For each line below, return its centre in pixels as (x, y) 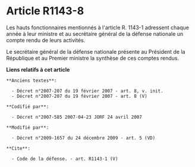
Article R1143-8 (45, 11)
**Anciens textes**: (32, 81)
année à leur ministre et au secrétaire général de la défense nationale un (95, 33)
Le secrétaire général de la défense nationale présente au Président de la (96, 51)
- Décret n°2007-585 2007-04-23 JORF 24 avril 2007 (77, 117)
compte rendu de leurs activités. (46, 40)
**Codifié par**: (28, 106)
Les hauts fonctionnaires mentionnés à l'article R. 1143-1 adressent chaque (97, 27)
